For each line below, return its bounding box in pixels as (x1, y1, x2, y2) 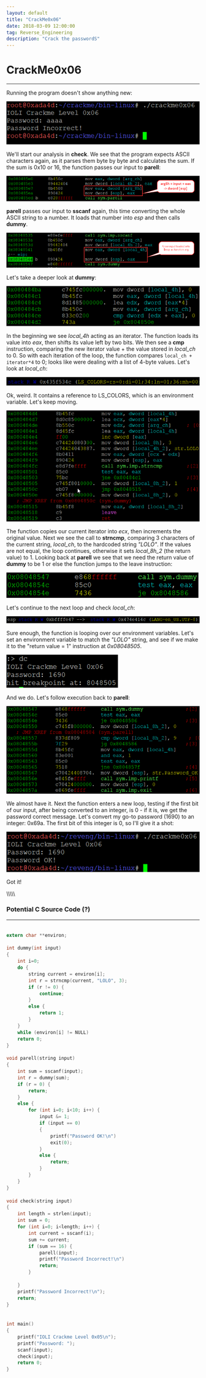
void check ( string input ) (6, 1198, 72, 1204)
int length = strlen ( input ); (17, 1211, 92, 1217)
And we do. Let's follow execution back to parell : (6, 694, 130, 702)
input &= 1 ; (39, 1114, 70, 1120)
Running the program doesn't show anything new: (6, 89, 133, 96)
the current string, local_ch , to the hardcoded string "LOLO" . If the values (6, 541, 191, 548)
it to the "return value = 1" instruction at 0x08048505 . (6, 643, 142, 650)
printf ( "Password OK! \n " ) (50, 1133, 116, 1139)
